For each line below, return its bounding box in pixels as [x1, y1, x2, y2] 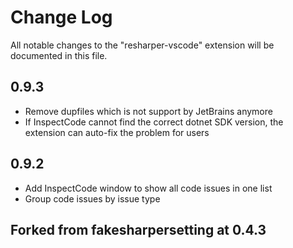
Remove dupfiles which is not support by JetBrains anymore [24, 105, 273, 117]
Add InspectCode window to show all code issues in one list [24, 182, 273, 194]
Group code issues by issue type [24, 192, 161, 205]
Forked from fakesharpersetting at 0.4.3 [10, 221, 267, 238]
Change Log [10, 6, 113, 29]
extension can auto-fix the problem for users [24, 126, 210, 138]
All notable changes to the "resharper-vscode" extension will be [10, 39, 275, 51]
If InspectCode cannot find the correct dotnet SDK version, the [24, 116, 284, 128]
